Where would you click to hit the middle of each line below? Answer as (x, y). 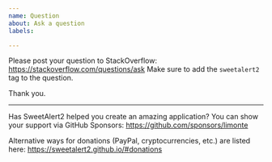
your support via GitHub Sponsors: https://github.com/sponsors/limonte (128, 125)
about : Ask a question (47, 23)
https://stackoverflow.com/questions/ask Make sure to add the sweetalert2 (134, 69)
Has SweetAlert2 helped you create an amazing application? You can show (134, 117)
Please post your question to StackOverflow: (83, 60)
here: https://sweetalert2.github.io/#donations (85, 149)
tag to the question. (41, 78)
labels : (21, 31)
